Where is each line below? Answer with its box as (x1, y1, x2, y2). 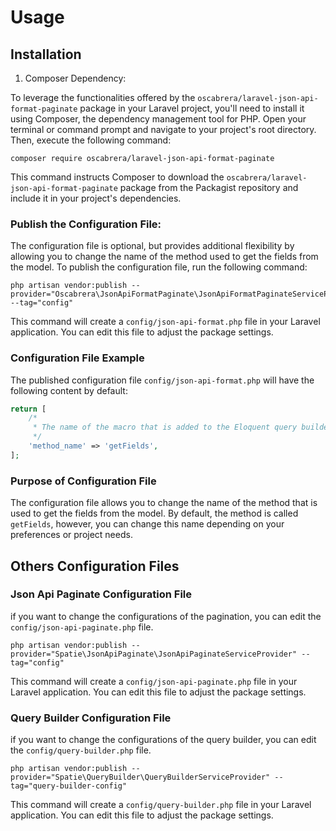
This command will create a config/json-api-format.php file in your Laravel (10, 316, 321, 328)
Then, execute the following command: (10, 134, 172, 146)
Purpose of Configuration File (10, 474, 157, 488)
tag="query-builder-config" (10, 781, 128, 791)
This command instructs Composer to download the (10, 171, 225, 183)
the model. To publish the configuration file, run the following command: (10, 261, 308, 273)
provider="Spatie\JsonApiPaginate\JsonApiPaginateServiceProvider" (10, 649, 298, 659)
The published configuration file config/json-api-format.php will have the (10, 374, 315, 386)
